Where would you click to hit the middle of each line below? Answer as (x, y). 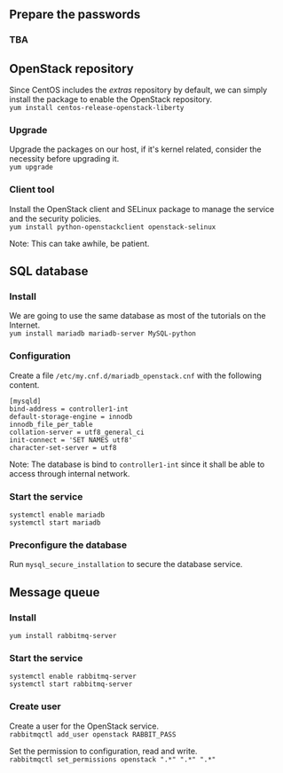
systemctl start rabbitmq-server (71, 684)
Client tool (32, 190)
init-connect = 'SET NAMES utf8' (71, 440)
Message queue (55, 592)
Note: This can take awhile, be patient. (79, 243)
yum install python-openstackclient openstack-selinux (113, 227)
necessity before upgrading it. (64, 159)
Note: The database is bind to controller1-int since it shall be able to (137, 464)
